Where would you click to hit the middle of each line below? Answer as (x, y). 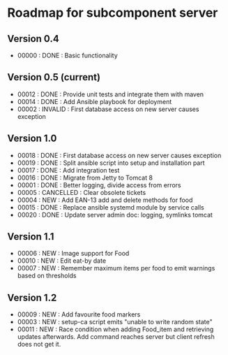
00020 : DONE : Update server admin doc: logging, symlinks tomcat (115, 215)
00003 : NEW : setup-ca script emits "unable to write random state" (115, 322)
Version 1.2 (32, 297)
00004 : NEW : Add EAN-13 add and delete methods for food (105, 200)
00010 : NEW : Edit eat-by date (62, 261)
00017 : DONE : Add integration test (68, 170)
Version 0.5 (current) (54, 77)
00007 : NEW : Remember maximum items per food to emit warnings (116, 268)
